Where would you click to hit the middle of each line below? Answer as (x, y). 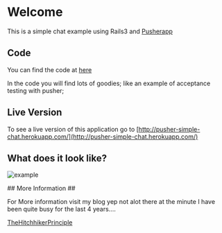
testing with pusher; (36, 90)
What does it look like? (57, 158)
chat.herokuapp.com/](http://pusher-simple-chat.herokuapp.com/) (103, 137)
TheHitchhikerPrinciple (40, 223)
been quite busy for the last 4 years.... (61, 209)
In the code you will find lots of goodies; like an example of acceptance (109, 83)
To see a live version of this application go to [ (73, 129)
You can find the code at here (50, 69)
